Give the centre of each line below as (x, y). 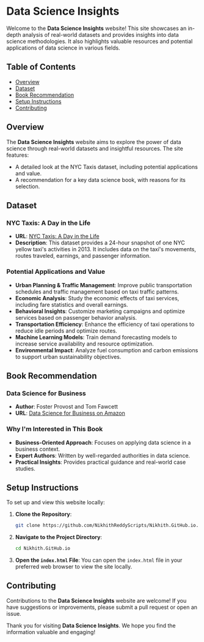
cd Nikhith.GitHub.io (42, 549)
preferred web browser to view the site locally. (74, 567)
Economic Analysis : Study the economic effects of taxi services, (97, 298)
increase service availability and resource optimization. (84, 344)
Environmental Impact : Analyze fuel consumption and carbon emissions (107, 350)
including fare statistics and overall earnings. (71, 304)
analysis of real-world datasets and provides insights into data (100, 34)
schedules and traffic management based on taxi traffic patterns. (97, 292)
